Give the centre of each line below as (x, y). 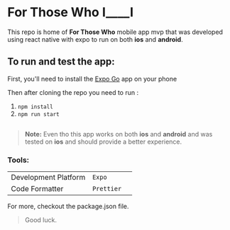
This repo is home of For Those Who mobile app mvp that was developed (115, 32)
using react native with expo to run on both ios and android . (95, 39)
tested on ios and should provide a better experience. (103, 142)
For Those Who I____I (70, 12)
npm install (35, 107)
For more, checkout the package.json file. (68, 207)
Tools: (18, 160)
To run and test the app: (61, 62)
